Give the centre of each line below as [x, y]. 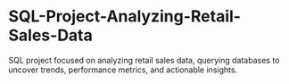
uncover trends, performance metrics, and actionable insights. [123, 70]
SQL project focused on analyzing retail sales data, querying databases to [144, 60]
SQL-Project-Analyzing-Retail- [125, 17]
